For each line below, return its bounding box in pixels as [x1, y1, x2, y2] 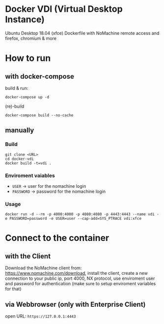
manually [5, 126, 34, 135]
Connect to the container [5, 233, 109, 244]
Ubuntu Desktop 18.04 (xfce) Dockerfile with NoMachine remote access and [5, 30, 160, 36]
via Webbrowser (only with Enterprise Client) [5, 300, 146, 308]
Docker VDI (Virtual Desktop [5, 3, 123, 15]
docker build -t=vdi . [5, 161, 52, 166]
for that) [5, 286, 22, 292]
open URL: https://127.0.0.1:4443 [5, 313, 76, 319]
